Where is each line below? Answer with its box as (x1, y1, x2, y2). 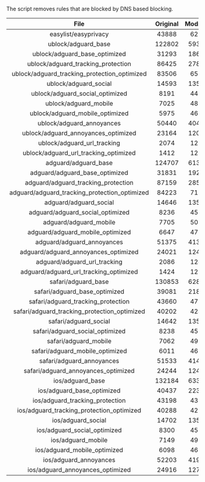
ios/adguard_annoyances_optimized (27, 466, 131, 474)
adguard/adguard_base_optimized (30, 169, 129, 177)
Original (155, 19, 179, 28)
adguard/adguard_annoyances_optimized (20, 248, 139, 256)
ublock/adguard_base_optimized (32, 50, 126, 58)
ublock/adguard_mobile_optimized (29, 109, 129, 118)
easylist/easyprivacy (49, 30, 109, 38)
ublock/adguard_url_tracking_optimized (22, 149, 136, 157)
